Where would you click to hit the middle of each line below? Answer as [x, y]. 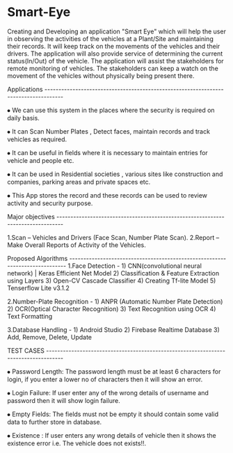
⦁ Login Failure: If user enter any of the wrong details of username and [108, 392]
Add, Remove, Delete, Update [50, 337]
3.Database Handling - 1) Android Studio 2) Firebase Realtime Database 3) [114, 329]
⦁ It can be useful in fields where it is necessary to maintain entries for [108, 152]
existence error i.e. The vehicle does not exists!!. [77, 443]
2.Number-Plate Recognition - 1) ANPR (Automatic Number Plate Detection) [115, 301]
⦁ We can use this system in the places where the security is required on [111, 110]
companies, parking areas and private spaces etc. [79, 182]
